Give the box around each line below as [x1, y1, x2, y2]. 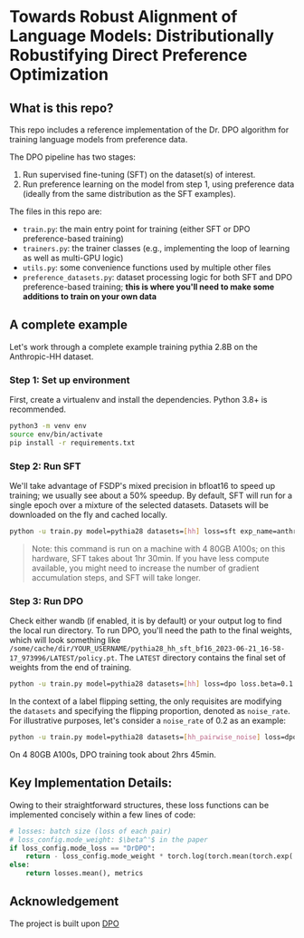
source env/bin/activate [9, 429, 103, 439]
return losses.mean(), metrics [25, 869, 144, 878]
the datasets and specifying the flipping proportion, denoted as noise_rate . [9, 706, 291, 717]
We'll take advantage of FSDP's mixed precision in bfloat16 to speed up [9, 481, 276, 492]
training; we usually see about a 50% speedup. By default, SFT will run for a [9, 490, 292, 501]
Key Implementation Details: [9, 776, 173, 791]
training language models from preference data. [9, 134, 188, 144]
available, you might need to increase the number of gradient [31, 562, 260, 573]
